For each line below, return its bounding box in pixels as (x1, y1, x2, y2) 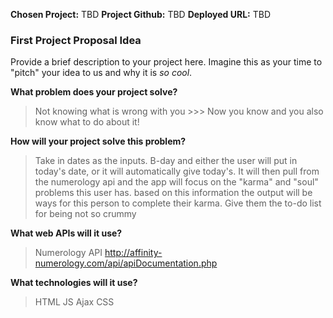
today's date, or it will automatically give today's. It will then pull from (34, 165, 320, 178)
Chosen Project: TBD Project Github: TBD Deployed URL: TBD (10, 9, 272, 20)
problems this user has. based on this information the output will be (34, 187, 313, 199)
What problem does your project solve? (10, 86, 178, 98)
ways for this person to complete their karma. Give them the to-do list (34, 197, 322, 209)
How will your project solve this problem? (10, 135, 187, 148)
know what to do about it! (34, 116, 140, 128)
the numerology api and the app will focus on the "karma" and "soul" (34, 176, 319, 188)
